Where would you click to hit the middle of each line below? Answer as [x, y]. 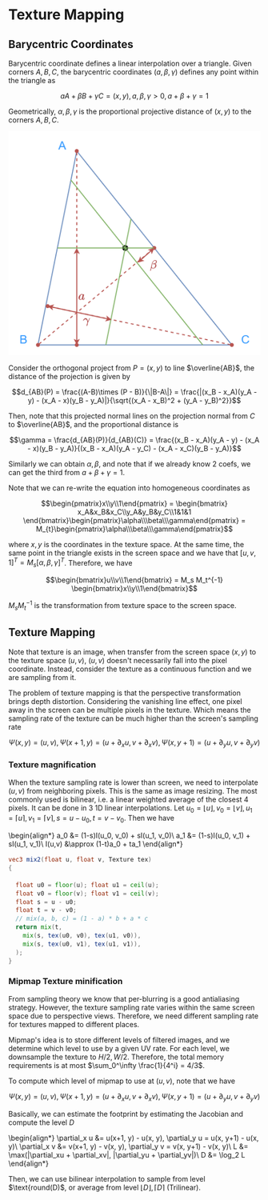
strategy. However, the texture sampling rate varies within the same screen [132, 1007]
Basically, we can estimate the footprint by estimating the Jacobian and [126, 1114]
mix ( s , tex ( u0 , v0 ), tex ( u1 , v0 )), [82, 936]
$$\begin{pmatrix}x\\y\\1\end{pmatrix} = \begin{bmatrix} [134, 503]
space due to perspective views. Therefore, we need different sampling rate [133, 1016]
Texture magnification [52, 765]
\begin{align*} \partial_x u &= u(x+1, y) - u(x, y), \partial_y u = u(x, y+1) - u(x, [134, 1138]
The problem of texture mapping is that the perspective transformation [125, 693]
